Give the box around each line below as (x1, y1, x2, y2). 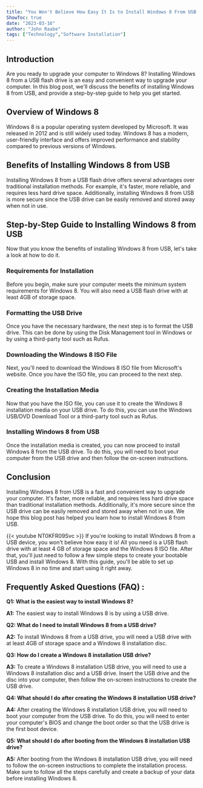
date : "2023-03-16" (6, 20, 56, 26)
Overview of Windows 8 (6, 107, 99, 117)
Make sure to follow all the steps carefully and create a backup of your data (6, 769, 195, 776)
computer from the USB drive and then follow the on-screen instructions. (6, 454, 189, 461)
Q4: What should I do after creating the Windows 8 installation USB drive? (6, 695, 196, 702)
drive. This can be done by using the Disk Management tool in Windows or (6, 328, 193, 336)
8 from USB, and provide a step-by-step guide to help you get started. (6, 89, 182, 97)
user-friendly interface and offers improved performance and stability (6, 136, 181, 143)
